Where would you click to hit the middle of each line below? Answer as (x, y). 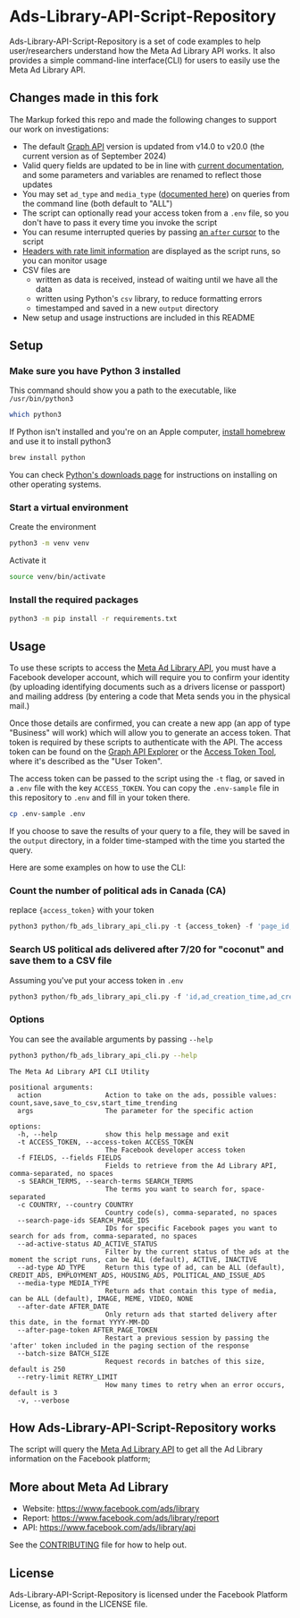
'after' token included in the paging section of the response (129, 1345)
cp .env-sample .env (48, 814)
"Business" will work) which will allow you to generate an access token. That (150, 733)
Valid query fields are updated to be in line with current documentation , (153, 165)
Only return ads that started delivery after (191, 1314)
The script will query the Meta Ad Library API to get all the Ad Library (136, 1449)
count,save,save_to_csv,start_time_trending (93, 1103)
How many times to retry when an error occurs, (195, 1384)
